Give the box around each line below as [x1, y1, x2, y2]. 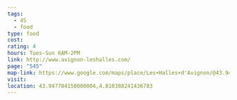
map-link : [7, 69, 37, 76]
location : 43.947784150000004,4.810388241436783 [7, 82, 153, 89]
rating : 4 [7, 43, 37, 50]
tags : [7, 10, 23, 18]
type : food [7, 30, 39, 37]
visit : [7, 75, 27, 83]
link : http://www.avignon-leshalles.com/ [7, 56, 131, 63]
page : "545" [7, 63, 42, 70]
